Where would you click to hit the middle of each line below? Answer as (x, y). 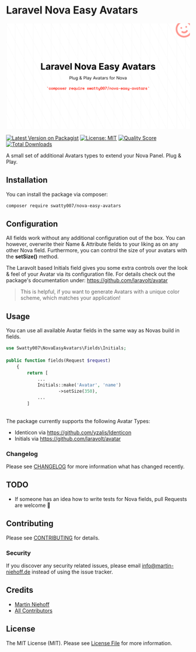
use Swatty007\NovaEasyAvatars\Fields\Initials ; (66, 348)
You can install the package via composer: (57, 194)
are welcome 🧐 (32, 505)
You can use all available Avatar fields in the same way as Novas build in (93, 331)
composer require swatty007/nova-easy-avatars (64, 205)
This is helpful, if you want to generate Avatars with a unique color (100, 292)
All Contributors (33, 610)
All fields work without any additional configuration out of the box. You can (96, 238)
